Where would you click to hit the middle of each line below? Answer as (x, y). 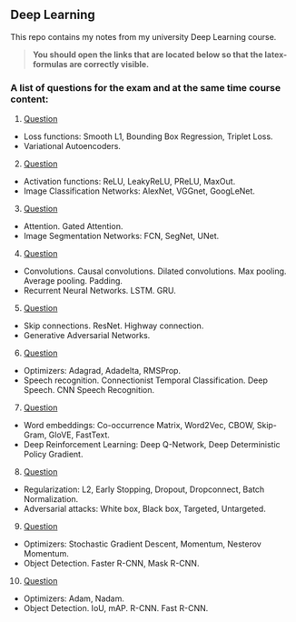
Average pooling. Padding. (73, 281)
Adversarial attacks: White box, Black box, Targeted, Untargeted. (144, 509)
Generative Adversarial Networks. (87, 336)
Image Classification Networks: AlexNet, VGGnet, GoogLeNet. (139, 191)
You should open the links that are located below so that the (148, 55)
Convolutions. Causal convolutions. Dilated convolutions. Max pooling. (155, 271)
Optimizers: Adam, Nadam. (74, 598)
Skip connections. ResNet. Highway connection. (113, 326)
